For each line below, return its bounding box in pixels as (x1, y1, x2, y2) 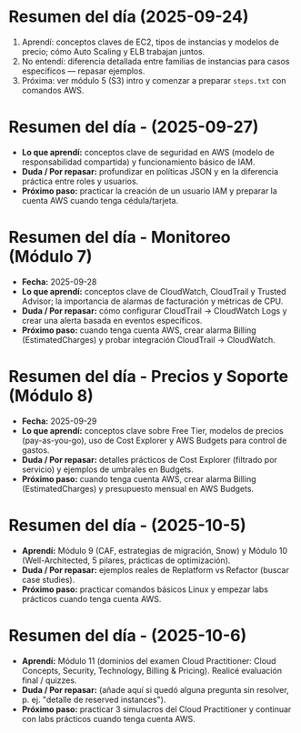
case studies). (21, 574, 75, 585)
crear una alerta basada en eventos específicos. (21, 315, 203, 326)
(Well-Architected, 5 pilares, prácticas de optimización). (21, 555, 231, 566)
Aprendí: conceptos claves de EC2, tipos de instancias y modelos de (21, 36, 279, 47)
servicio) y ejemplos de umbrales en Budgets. (21, 464, 195, 475)
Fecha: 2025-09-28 (21, 276, 97, 287)
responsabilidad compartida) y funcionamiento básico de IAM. (21, 156, 256, 167)
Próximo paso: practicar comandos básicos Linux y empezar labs (21, 584, 269, 595)
